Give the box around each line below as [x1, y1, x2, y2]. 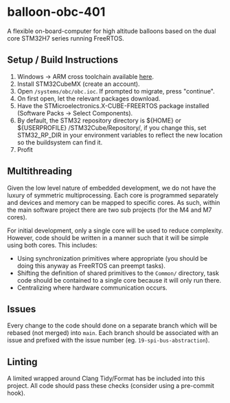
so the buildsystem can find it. [16, 138, 103, 146]
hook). [7, 389, 25, 397]
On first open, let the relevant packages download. [16, 94, 161, 102]
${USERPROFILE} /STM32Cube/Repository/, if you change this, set [16, 123, 207, 131]
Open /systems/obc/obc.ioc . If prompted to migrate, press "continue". [16, 87, 215, 95]
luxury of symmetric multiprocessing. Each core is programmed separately [7, 190, 218, 199]
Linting [7, 356, 38, 368]
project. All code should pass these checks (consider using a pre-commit [7, 382, 215, 390]
